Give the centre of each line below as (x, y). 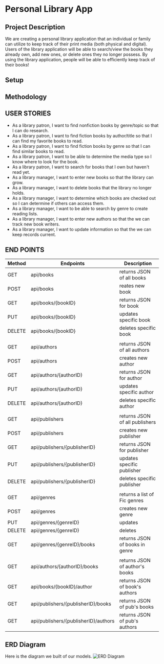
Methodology (26, 97)
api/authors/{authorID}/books (65, 567)
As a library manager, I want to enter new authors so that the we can (81, 219)
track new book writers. (36, 224)
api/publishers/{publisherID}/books (71, 604)
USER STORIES (28, 114)
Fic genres (132, 501)
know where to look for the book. (45, 161)
